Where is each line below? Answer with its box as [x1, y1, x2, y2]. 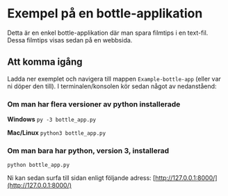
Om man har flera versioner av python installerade [7, 99, 181, 109]
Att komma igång [7, 56, 83, 68]
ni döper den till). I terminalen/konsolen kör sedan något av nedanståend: [7, 82, 217, 90]
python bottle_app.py [7, 162, 70, 169]
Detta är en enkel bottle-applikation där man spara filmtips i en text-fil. [7, 28, 209, 37]
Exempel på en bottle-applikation [7, 6, 203, 22]
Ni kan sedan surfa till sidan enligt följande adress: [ [7, 174, 156, 182]
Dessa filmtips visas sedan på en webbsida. [7, 35, 133, 44]
